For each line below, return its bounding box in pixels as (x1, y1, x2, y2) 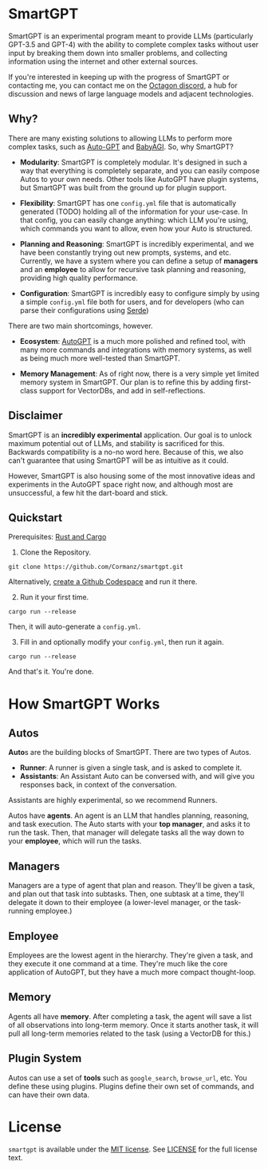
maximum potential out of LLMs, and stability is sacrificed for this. (8, 438, 225, 448)
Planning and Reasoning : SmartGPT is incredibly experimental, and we (19, 239, 254, 248)
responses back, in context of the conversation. (19, 780, 177, 790)
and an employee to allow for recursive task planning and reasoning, (19, 264, 246, 274)
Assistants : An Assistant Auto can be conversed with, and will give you (19, 772, 255, 781)
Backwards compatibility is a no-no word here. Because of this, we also (8, 447, 244, 456)
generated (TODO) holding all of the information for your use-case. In (19, 207, 249, 216)
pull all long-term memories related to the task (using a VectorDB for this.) (8, 1029, 251, 1038)
